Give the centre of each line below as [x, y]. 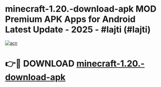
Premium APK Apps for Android [70, 19]
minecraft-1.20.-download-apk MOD [81, 9]
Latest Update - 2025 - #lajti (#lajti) [78, 30]
